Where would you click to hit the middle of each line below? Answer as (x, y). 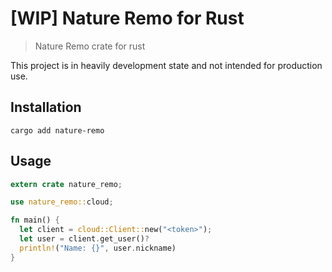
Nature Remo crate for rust (90, 46)
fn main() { (35, 220)
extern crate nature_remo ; (66, 184)
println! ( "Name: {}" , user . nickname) (98, 248)
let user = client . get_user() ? (84, 239)
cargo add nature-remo (57, 130)
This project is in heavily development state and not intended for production (166, 65)
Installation (46, 107)
